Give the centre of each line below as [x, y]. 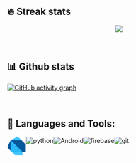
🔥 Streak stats [39, 12]
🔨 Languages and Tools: [61, 124]
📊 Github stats [41, 67]
